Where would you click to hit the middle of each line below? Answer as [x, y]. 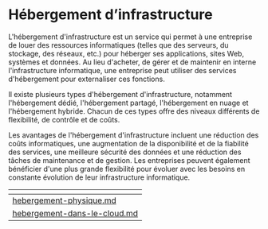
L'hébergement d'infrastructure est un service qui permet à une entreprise [130, 37]
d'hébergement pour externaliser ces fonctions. [87, 79]
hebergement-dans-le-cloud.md [75, 213]
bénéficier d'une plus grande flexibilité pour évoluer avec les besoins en [127, 169]
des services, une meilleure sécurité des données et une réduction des [125, 152]
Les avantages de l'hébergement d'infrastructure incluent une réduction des [134, 135]
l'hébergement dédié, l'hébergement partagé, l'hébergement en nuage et [128, 103]
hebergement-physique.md [65, 200]
